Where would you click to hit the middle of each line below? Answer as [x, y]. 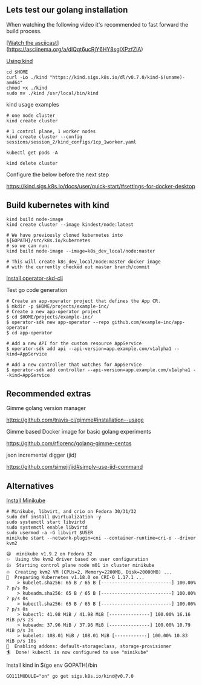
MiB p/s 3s [20, 630]
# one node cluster [31, 115]
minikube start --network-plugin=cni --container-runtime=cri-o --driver [101, 538]
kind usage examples [33, 104]
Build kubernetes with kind [58, 205]
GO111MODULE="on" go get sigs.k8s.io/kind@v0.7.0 [70, 677]
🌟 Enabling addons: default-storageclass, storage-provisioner [89, 647]
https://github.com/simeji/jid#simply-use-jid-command [75, 467]
